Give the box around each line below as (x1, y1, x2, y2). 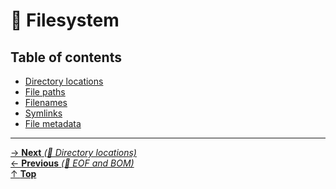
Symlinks (24, 107, 63, 119)
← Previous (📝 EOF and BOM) (10, 157, 135, 169)
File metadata (24, 118, 82, 129)
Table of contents (10, 49, 122, 66)
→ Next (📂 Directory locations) (10, 147, 137, 158)
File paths (24, 86, 66, 98)
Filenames (24, 97, 68, 108)
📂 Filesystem (10, 9, 120, 32)
